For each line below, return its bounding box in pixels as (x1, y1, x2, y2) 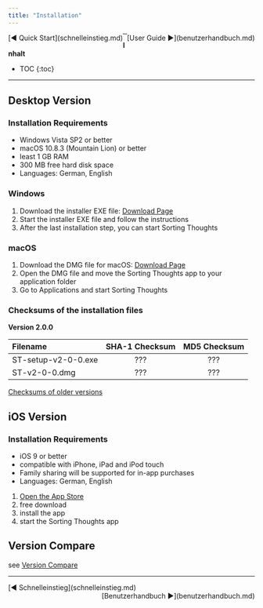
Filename (12, 341, 47, 352)
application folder (19, 276, 77, 286)
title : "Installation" (8, 11, 82, 20)
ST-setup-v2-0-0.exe (12, 355, 99, 366)
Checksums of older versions (8, 388, 103, 397)
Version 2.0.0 (8, 322, 53, 332)
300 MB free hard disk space (19, 160, 114, 169)
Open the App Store (19, 491, 85, 501)
